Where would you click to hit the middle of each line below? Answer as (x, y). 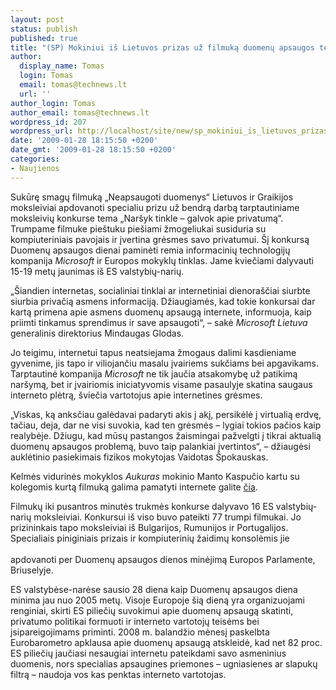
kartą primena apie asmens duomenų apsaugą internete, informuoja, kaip (161, 312)
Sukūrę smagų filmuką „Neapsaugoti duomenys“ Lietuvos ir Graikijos (152, 197)
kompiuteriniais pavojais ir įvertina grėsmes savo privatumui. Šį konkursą (160, 239)
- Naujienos (35, 168)
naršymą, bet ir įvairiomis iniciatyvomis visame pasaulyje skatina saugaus (161, 384)
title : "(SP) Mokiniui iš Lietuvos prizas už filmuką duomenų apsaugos (162, 47)
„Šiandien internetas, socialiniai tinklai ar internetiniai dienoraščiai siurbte (160, 290)
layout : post (37, 19)
